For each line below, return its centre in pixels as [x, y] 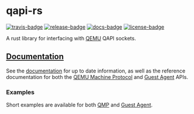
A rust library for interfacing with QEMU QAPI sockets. [71, 38]
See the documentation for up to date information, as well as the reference [96, 71]
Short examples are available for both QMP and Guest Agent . [79, 105]
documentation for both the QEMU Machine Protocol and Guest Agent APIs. [97, 77]
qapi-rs [24, 11]
